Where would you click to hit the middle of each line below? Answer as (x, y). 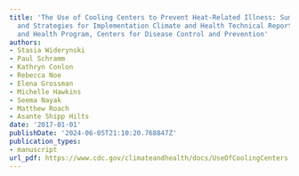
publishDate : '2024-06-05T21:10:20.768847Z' (93, 133)
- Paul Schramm (37, 59)
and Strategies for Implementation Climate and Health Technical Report (155, 26)
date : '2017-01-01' (45, 125)
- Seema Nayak (36, 100)
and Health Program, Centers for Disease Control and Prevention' (143, 34)
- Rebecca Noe (36, 76)
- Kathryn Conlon (41, 68)
